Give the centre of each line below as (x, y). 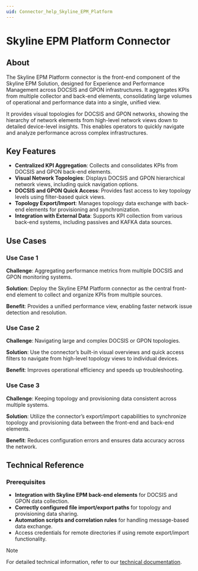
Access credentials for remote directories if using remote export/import (102, 533)
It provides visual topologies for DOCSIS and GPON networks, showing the (97, 114)
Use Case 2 (23, 328)
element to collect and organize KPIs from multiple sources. (90, 295)
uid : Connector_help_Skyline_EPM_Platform (59, 12)
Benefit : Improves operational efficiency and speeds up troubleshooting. (95, 370)
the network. (22, 446)
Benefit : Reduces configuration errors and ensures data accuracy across (95, 440)
